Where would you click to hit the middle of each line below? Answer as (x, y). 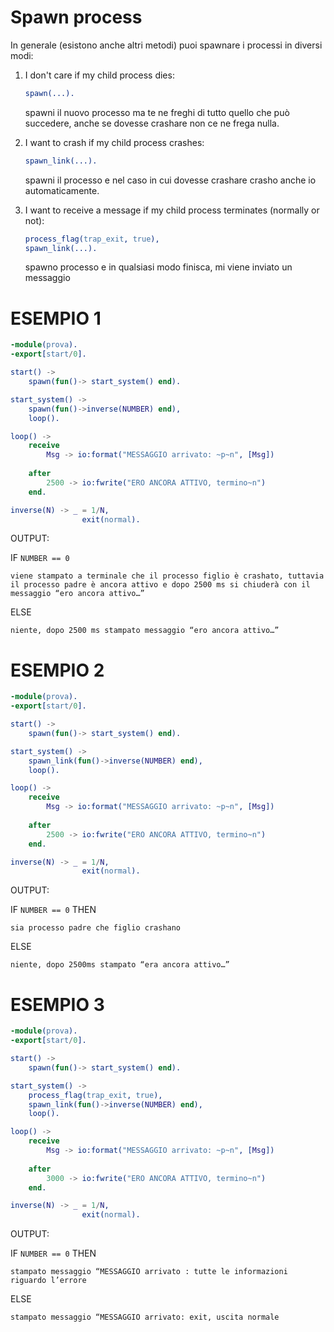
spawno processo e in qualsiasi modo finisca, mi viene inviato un (158, 267)
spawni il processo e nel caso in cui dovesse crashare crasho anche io (170, 180)
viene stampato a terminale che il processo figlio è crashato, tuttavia (167, 576)
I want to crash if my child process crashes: (114, 142)
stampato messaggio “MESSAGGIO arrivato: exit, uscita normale (145, 1317)
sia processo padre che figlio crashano (96, 928)
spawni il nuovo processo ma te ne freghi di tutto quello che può (157, 112)
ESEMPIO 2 (57, 670)
